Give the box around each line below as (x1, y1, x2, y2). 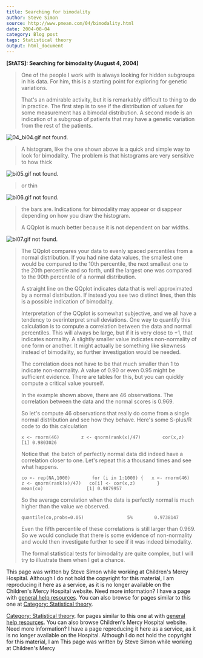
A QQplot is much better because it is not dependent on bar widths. (21, 223, 190, 231)
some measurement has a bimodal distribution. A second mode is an (21, 109, 193, 116)
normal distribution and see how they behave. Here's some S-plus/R (21, 416, 192, 423)
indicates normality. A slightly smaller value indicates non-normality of (21, 335, 197, 342)
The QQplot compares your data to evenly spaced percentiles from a (21, 247, 193, 254)
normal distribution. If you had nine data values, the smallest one (21, 254, 183, 261)
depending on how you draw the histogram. (21, 212, 130, 219)
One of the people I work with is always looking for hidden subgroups (21, 71, 195, 78)
